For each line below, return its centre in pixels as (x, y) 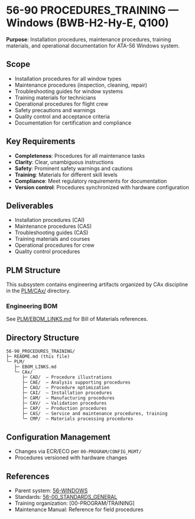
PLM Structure (33, 270)
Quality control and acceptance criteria (62, 116)
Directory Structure (43, 338)
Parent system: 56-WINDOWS (51, 491)
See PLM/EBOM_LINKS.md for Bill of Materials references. (77, 319)
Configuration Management (58, 437)
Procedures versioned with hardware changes (71, 458)
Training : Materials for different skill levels (66, 174)
